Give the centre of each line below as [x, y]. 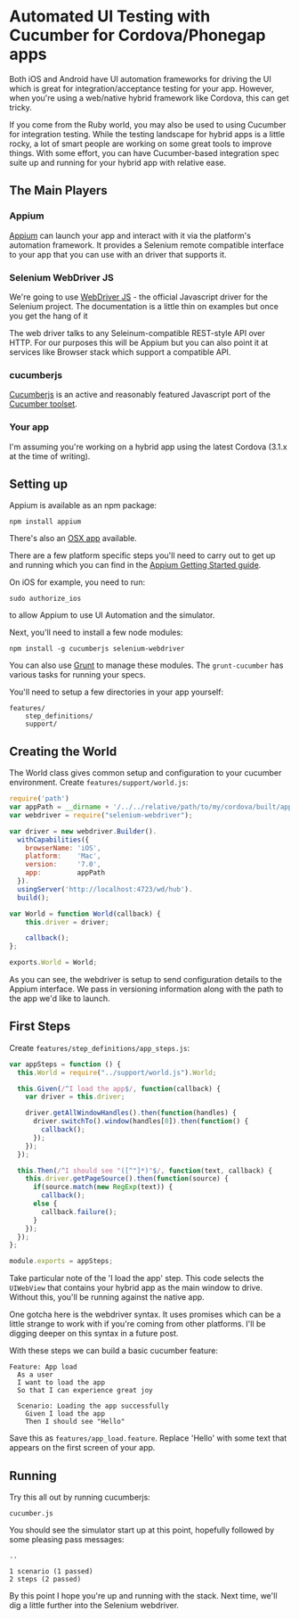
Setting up [39, 484]
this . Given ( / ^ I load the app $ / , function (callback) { [119, 1089]
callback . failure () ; [79, 1212]
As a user [35, 1375]
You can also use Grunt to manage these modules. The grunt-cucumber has [146, 665]
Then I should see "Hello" [75, 1422]
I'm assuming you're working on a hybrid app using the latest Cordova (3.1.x [148, 447]
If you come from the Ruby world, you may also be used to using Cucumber [148, 124]
